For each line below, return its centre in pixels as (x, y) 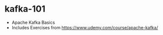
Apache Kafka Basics (33, 22)
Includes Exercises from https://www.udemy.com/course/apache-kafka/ (85, 27)
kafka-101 (25, 9)
